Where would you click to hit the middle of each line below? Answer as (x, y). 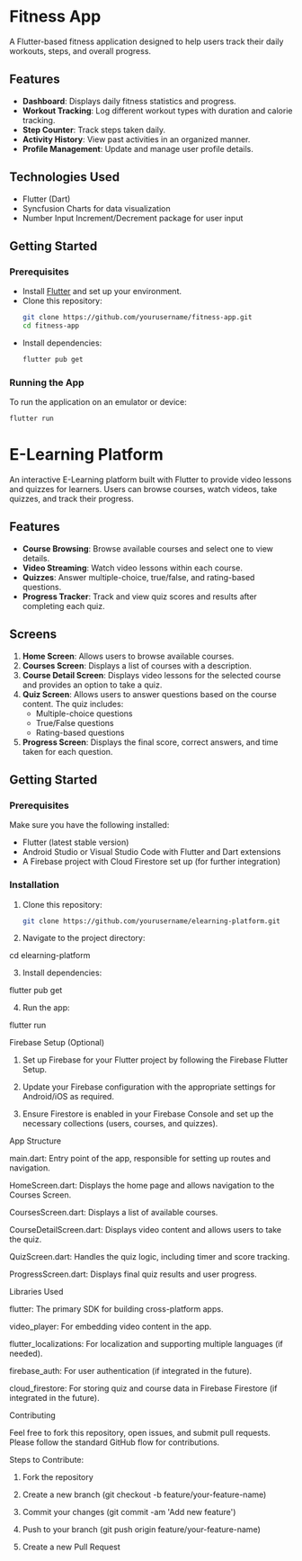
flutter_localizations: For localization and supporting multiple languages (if (146, 1344)
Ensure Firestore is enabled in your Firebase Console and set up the (148, 1114)
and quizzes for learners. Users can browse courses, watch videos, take (143, 489)
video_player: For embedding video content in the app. (111, 1327)
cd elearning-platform (50, 955)
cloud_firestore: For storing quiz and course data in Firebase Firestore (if (143, 1388)
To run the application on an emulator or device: (98, 402)
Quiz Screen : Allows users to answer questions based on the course (149, 694)
